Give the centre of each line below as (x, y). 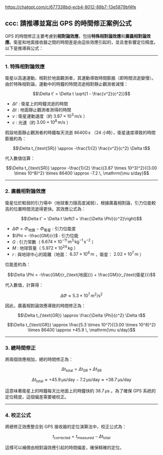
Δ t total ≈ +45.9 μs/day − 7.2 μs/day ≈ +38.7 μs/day (81, 380)
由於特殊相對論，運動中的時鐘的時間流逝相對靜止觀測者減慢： (67, 84)
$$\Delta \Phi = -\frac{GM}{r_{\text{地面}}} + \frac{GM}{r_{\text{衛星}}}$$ (81, 275)
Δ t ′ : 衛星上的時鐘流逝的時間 (40, 104)
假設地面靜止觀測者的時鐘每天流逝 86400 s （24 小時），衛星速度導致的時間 (80, 132)
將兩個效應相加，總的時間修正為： (39, 359)
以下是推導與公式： (24, 48)
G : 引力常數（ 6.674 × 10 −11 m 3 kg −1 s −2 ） (54, 241)
